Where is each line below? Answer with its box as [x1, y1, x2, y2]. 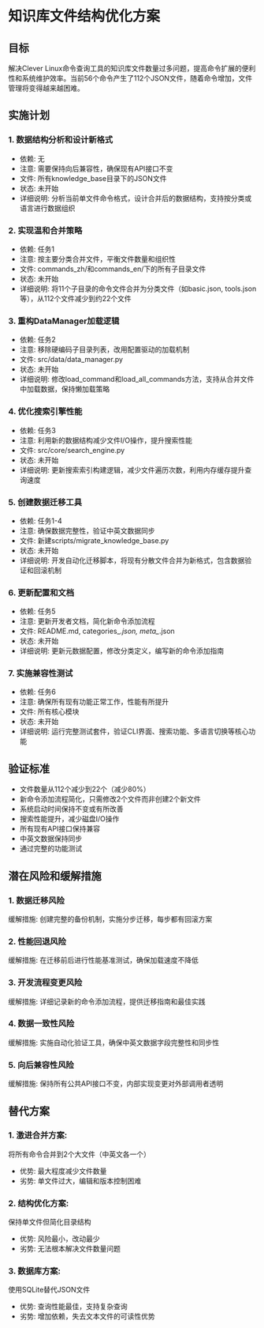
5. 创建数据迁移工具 [8, 496, 83, 507]
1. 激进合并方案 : [8, 1130, 68, 1141]
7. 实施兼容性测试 [8, 668, 73, 679]
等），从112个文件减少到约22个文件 [19, 293, 132, 303]
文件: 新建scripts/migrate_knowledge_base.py [19, 535, 169, 545]
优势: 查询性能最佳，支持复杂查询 [19, 1302, 128, 1311]
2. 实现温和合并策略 [8, 224, 83, 236]
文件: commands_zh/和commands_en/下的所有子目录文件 [19, 264, 206, 274]
